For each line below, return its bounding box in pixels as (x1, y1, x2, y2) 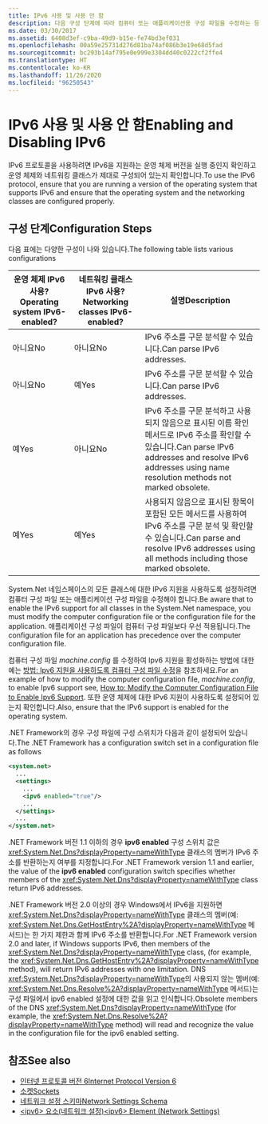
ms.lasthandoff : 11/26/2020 (8, 71, 102, 79)
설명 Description (170, 295, 231, 306)
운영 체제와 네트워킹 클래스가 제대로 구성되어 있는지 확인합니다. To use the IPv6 (8, 170, 255, 180)
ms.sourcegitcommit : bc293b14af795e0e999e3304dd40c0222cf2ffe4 (8, 49, 223, 57)
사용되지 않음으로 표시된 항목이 (144, 497, 254, 508)
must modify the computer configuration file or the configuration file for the (8, 612, 257, 622)
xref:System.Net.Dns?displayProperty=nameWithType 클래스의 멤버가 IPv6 (8, 847, 251, 857)
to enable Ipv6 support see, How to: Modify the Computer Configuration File (8, 683, 259, 693)
